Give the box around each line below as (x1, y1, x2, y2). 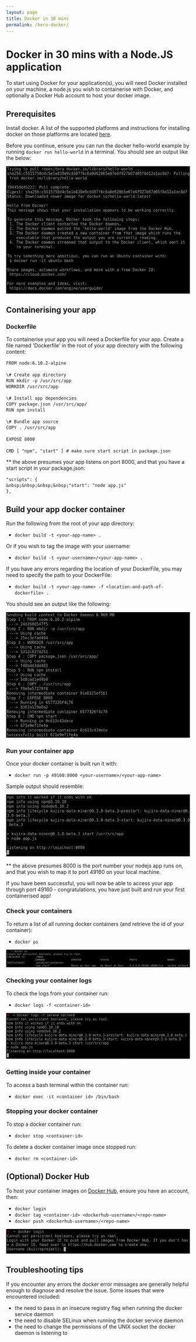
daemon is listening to (14, 1329, 68, 1336)
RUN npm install (6, 407, 45, 413)
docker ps (14, 939, 39, 945)
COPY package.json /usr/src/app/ (6, 401, 87, 407)
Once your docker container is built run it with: (6, 760, 118, 767)
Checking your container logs (6, 976, 92, 985)
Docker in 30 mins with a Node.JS (6, 47, 173, 61)
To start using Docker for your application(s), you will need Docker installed (6, 80, 188, 87)
